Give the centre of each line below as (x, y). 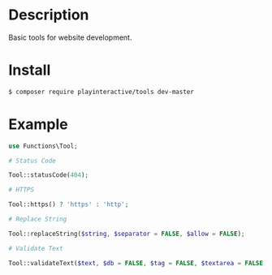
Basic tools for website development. (70, 37)
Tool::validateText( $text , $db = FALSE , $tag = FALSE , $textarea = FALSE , (138, 263)
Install (30, 70)
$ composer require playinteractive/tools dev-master (101, 92)
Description (49, 15)
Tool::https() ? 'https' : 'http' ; (69, 204)
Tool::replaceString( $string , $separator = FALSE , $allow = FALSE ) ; (127, 234)
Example (38, 124)
